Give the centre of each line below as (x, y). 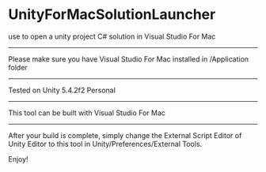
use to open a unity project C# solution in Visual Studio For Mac (112, 36)
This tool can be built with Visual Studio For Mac (87, 113)
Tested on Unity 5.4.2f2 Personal (62, 90)
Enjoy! (19, 159)
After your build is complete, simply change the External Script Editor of (125, 135)
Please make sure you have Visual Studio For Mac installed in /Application (129, 59)
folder (18, 67)
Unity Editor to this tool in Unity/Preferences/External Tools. (105, 144)
